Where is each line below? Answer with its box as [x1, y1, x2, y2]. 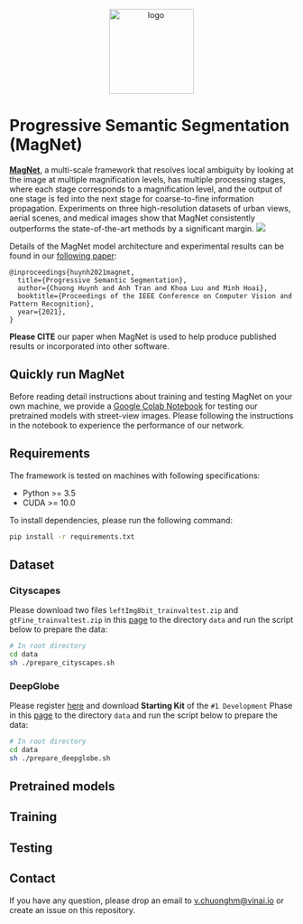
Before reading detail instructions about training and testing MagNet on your [9, 391, 293, 401]
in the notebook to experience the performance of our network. [9, 420, 245, 430]
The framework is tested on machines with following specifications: [9, 470, 261, 481]
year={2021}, [17, 307, 67, 316]
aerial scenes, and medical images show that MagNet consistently [9, 212, 255, 223]
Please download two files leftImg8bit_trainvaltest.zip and [9, 605, 239, 616]
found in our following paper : [9, 250, 117, 261]
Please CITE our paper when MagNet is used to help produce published [9, 331, 277, 342]
